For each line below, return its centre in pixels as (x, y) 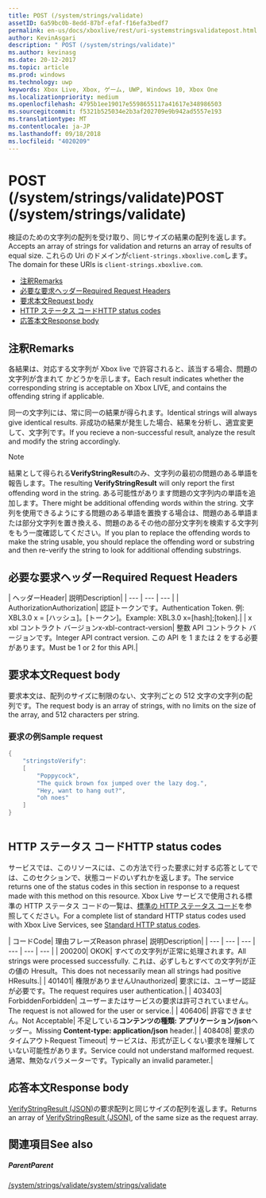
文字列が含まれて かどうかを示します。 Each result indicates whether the (126, 379)
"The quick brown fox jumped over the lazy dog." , (122, 783)
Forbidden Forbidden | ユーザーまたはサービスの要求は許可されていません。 (130, 1000)
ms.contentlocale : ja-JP (49, 126)
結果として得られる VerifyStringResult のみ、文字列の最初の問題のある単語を (133, 473)
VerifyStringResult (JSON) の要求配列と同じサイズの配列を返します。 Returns (133, 1108)
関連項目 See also (51, 1144)
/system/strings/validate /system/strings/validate (87, 1184)
